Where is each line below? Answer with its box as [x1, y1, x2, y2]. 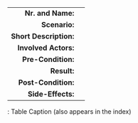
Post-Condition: [18, 77, 75, 87]
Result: [50, 66, 75, 75]
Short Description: [11, 31, 75, 41]
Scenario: [41, 20, 75, 29]
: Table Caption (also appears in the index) [7, 107, 132, 116]
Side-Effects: [27, 89, 75, 99]
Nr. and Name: [24, 9, 75, 18]
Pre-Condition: [22, 55, 75, 64]
